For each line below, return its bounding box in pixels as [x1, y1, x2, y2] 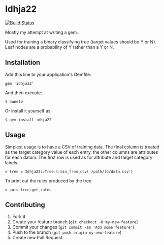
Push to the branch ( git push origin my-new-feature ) [12, 229, 122, 235]
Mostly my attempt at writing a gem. [5, 29, 78, 35]
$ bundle [5, 99, 23, 104]
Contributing [5, 201, 45, 209]
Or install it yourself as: [5, 107, 52, 114]
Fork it [12, 213, 26, 220]
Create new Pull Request [12, 235, 63, 241]
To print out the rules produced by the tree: [5, 177, 93, 183]
